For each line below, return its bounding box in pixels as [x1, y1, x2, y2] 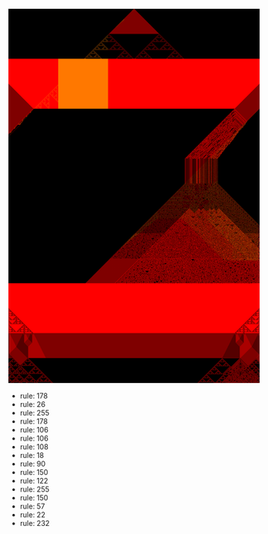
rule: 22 [19, 510, 45, 520]
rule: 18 [19, 451, 45, 460]
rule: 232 [19, 519, 50, 528]
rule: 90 [19, 459, 46, 468]
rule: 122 [19, 476, 49, 486]
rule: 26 [19, 400, 46, 409]
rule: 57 [19, 501, 45, 512]
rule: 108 [19, 442, 49, 452]
